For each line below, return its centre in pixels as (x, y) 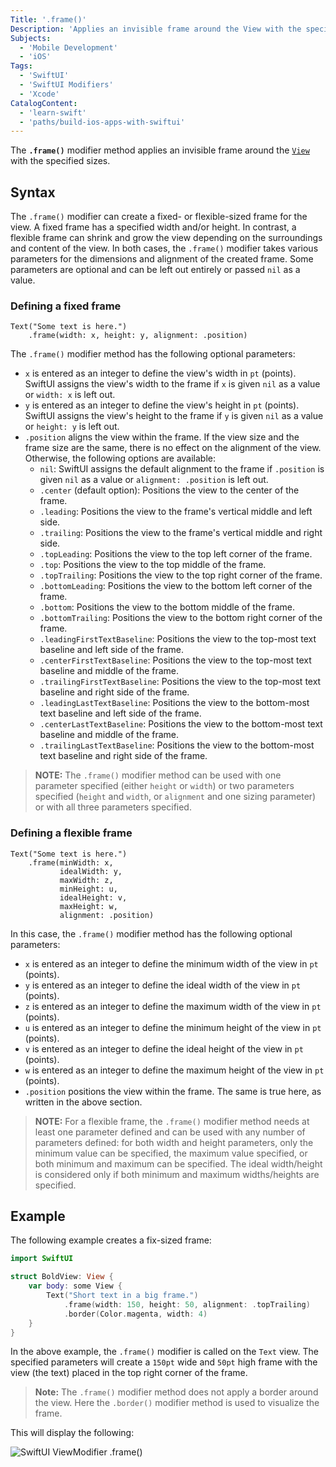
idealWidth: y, (91, 871)
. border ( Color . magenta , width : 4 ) (135, 1314)
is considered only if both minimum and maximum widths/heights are (177, 1174)
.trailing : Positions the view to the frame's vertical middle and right (181, 533)
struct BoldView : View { (62, 1277)
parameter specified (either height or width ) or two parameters (164, 786)
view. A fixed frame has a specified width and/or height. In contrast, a (153, 227)
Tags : (21, 66)
